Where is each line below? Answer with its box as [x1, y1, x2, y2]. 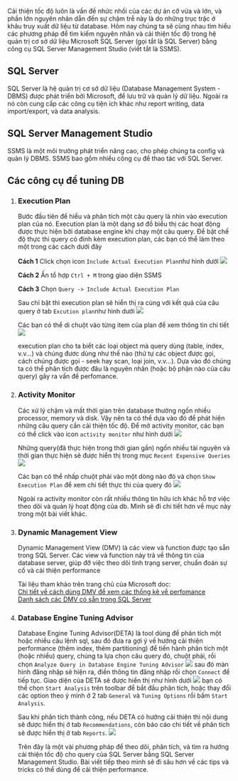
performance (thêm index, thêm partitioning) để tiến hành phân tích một [17, 644, 229, 653]
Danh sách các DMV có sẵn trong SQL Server [17, 595, 151, 604]
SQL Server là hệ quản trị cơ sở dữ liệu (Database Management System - [7, 84, 220, 93]
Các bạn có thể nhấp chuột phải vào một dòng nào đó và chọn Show [17, 472, 215, 480]
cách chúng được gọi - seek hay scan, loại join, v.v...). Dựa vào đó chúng [17, 357, 231, 366]
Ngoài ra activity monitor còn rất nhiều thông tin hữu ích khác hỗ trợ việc [17, 494, 231, 502]
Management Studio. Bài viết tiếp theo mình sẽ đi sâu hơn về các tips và [17, 757, 229, 766]
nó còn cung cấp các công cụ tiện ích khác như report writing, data [7, 99, 205, 108]
